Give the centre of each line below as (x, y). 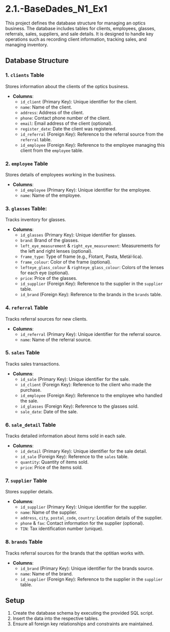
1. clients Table (25, 75)
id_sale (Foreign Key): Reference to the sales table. (74, 457)
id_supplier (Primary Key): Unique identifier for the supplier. (84, 507)
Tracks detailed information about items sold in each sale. (66, 436)
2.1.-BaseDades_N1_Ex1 (56, 9)
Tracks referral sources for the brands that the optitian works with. (75, 553)
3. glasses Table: (26, 208)
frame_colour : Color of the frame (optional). (66, 262)
